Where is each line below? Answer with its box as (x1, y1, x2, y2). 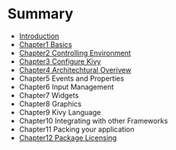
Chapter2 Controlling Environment (18, 48, 131, 57)
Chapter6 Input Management (18, 81, 115, 92)
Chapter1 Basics (18, 39, 72, 49)
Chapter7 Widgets (18, 90, 79, 100)
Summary (7, 5, 73, 23)
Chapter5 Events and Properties (18, 73, 124, 83)
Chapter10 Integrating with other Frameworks (18, 116, 168, 125)
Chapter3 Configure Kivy (18, 57, 101, 66)
